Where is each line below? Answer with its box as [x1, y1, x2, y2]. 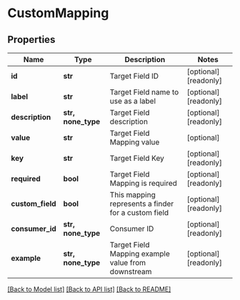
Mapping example [109, 249, 170, 259]
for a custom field [109, 208, 169, 217]
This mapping [109, 190, 156, 199]
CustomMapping [7, 5, 109, 21]
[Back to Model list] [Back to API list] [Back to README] [7, 285, 171, 294]
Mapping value [109, 137, 160, 147]
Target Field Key [109, 154, 164, 163]
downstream [109, 266, 152, 276]
